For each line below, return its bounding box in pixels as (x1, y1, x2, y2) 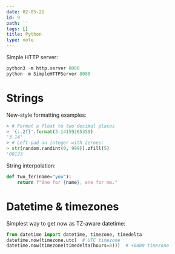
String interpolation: (6, 161, 56, 169)
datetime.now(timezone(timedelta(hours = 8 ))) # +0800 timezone (6, 243, 170, 249)
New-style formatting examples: (6, 111, 87, 119)
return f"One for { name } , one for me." (17, 179, 118, 185)
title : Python (6, 31, 42, 37)
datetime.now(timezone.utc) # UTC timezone (6, 237, 121, 243)
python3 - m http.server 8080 (6, 65, 80, 71)
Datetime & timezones (6, 200, 119, 213)
